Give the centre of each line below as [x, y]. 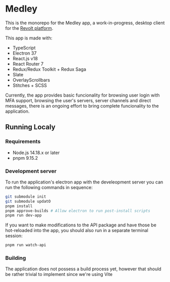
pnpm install [19, 206]
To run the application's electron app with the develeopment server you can [84, 182]
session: [14, 236]
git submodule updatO [28, 201]
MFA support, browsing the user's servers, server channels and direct [78, 100]
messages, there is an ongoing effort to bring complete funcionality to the [82, 106]
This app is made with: [29, 38]
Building [16, 258]
